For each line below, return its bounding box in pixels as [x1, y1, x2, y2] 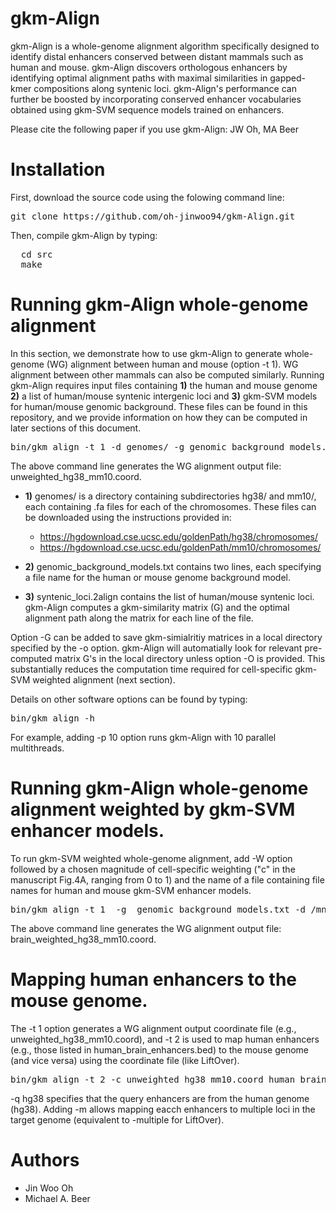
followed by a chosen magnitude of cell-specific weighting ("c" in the [10, 863, 296, 875]
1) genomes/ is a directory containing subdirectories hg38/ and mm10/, [24, 490, 317, 502]
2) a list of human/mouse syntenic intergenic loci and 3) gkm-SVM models [10, 390, 318, 402]
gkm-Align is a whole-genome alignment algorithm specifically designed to [10, 40, 320, 52]
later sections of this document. [10, 422, 142, 434]
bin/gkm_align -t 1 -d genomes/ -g [10, 441, 185, 452]
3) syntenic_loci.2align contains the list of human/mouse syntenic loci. [24, 590, 315, 602]
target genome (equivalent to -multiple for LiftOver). [10, 1113, 225, 1126]
